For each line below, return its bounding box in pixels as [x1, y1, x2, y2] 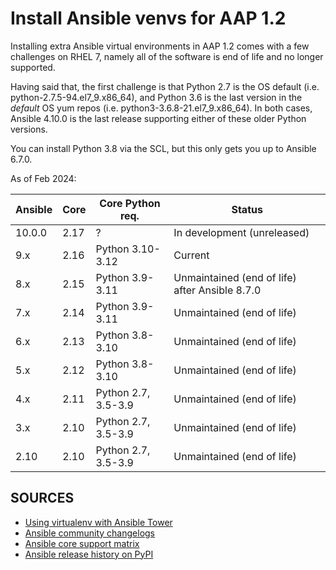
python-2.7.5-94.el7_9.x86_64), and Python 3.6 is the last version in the [10, 91, 303, 103]
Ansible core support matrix [24, 537, 140, 549]
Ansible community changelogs [24, 527, 156, 539]
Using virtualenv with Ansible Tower [24, 516, 173, 528]
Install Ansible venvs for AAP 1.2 [10, 7, 287, 30]
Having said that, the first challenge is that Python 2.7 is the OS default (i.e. [10, 80, 320, 92]
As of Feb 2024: [10, 172, 77, 184]
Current [173, 248, 210, 262]
